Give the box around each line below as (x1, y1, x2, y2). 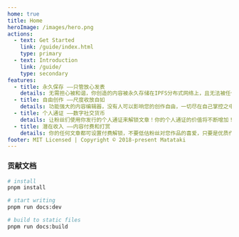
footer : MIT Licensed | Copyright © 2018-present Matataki (7, 136, 186, 143)
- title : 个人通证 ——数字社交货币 (14, 110, 105, 117)
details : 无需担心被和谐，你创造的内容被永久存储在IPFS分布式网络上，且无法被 (20, 90, 226, 97)
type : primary (20, 51, 62, 58)
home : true (7, 10, 40, 18)
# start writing (7, 197, 55, 204)
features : (7, 76, 37, 84)
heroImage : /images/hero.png (7, 23, 94, 31)
